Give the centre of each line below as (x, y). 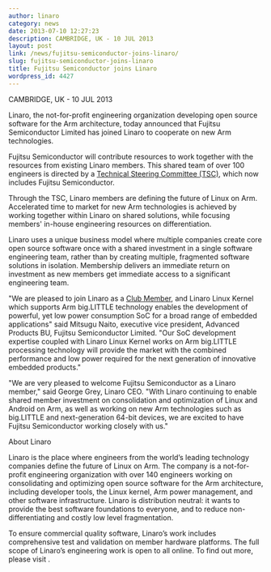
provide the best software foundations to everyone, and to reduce (118, 509)
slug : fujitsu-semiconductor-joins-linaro (81, 62)
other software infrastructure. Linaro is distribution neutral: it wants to (124, 500)
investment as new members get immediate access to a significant (119, 274)
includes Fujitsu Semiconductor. (61, 182)
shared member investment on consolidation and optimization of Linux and (133, 400)
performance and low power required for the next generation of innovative (132, 358)
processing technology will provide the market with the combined (117, 350)
